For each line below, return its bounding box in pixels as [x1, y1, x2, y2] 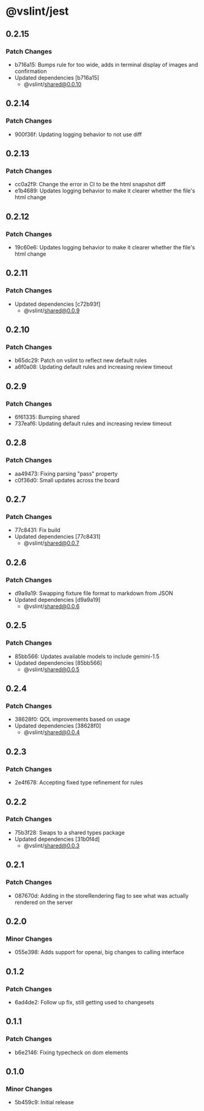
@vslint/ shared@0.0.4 [23, 729, 80, 736]
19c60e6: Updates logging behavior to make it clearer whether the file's [14, 243, 195, 251]
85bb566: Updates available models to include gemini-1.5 [14, 653, 160, 660]
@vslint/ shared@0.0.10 [23, 80, 82, 88]
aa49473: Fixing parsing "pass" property [14, 470, 118, 477]
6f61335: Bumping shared [14, 414, 80, 420]
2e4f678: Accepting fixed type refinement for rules [14, 779, 144, 786]
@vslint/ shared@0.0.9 [23, 306, 80, 314]
